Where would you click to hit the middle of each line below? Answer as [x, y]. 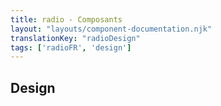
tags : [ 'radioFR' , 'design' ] [71, 47]
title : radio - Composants [66, 19]
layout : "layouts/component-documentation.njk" [111, 29]
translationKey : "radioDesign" [75, 38]
